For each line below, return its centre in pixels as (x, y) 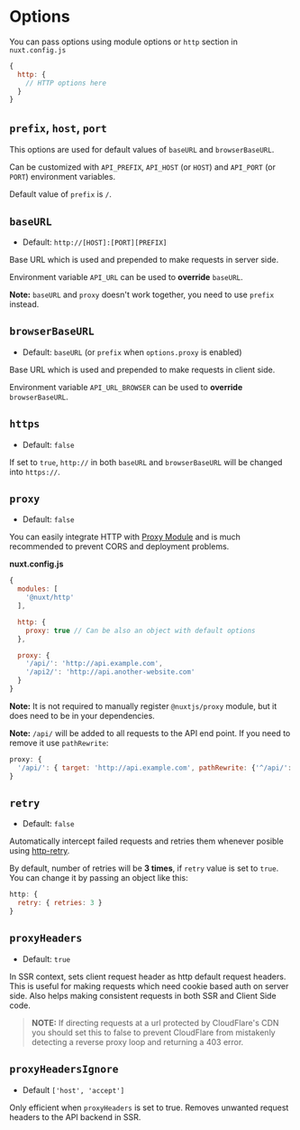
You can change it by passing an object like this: (99, 878)
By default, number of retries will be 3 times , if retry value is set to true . (144, 868)
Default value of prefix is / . (61, 194)
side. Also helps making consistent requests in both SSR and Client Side (143, 995)
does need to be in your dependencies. (82, 715)
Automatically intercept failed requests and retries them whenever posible (146, 841)
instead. (24, 304)
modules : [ (38, 589)
